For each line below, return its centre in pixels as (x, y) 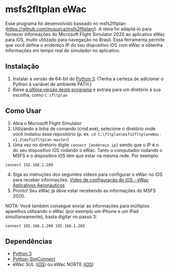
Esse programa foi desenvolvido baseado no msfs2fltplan (65, 23)
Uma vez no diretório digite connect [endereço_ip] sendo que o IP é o (86, 145)
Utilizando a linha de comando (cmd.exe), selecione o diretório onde (84, 129)
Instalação (22, 66)
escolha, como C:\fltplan (40, 95)
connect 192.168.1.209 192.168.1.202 (45, 226)
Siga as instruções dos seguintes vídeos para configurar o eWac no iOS (88, 174)
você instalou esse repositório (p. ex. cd (54, 134)
